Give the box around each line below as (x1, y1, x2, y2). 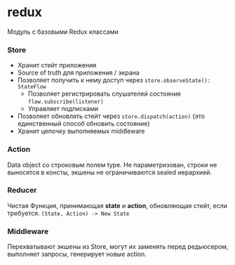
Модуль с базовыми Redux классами (7, 27, 119, 36)
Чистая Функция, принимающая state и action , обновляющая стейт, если (7, 201, 228, 209)
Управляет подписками (27, 105, 99, 113)
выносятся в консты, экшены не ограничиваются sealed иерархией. (7, 168, 213, 176)
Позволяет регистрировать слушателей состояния (27, 89, 181, 98)
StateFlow (17, 84, 47, 91)
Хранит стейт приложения (17, 61, 97, 70)
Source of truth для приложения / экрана (17, 68, 140, 77)
